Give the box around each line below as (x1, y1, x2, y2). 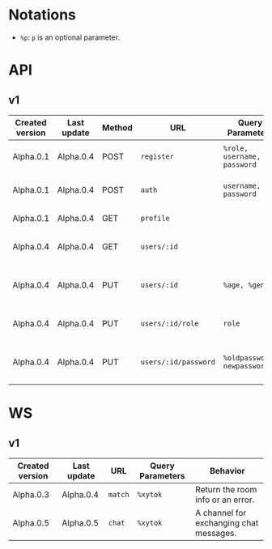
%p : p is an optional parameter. (19, 32, 120, 42)
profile (140, 213, 170, 223)
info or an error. (195, 494, 255, 505)
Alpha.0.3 (12, 488, 50, 500)
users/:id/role (140, 318, 199, 328)
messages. (195, 527, 237, 538)
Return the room (195, 483, 257, 495)
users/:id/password (140, 357, 216, 366)
